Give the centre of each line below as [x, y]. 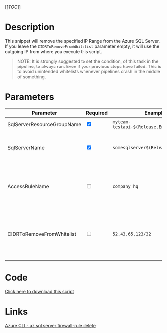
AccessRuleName [28, 186]
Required [97, 113]
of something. [32, 77]
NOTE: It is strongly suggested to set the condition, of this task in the [88, 61]
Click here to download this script [40, 291]
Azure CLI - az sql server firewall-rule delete [50, 325]
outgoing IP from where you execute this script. [54, 51]
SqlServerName [26, 147]
